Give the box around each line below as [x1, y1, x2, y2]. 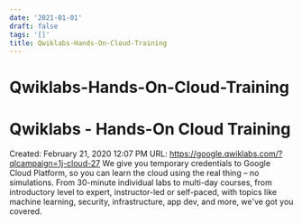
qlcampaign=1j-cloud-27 [9, 158, 101, 169]
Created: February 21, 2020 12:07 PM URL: [9, 148, 169, 159]
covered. [9, 206, 42, 217]
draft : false [9, 22, 59, 31]
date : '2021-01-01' [9, 13, 83, 23]
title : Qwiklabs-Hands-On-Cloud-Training [9, 38, 168, 48]
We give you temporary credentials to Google [102, 158, 271, 169]
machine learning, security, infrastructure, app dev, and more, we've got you [9, 196, 294, 208]
